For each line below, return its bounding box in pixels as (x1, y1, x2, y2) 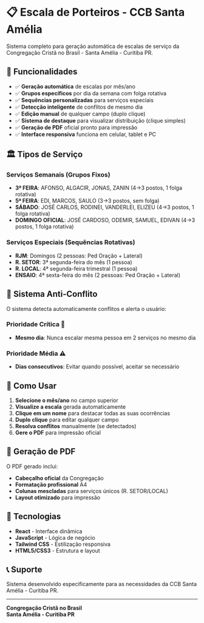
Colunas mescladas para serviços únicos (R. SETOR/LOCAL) (15, 487, 169, 494)
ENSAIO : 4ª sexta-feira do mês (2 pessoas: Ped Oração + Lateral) (15, 271, 181, 279)
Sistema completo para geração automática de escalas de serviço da (6, 43, 180, 50)
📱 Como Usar (6, 381, 57, 391)
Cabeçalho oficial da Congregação (15, 474, 104, 482)
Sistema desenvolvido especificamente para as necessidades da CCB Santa (6, 580, 197, 588)
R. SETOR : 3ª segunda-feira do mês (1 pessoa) (15, 258, 132, 265)
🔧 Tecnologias (6, 511, 61, 522)
